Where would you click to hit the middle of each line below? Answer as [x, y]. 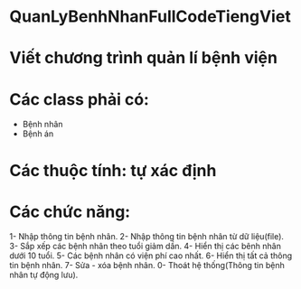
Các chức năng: [70, 212]
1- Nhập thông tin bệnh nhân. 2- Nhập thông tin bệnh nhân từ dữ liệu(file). [147, 237]
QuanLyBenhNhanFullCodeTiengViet [150, 17]
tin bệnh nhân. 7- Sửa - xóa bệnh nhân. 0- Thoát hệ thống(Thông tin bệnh [147, 266]
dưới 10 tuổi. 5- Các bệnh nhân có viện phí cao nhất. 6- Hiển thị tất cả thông [150, 256]
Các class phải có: [79, 99]
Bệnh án [38, 134]
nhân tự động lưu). [44, 275]
